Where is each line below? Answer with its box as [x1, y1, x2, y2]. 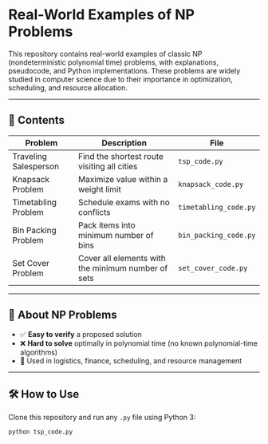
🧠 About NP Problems [8, 308, 117, 322]
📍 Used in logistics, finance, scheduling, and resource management [19, 355, 242, 365]
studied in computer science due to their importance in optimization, [8, 74, 233, 84]
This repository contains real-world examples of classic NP [8, 49, 203, 58]
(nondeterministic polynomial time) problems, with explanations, [8, 57, 219, 67]
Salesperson [12, 161, 60, 172]
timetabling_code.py [178, 202, 256, 212]
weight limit [78, 184, 121, 195]
